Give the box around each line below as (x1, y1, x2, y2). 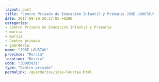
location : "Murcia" (5, 56, 45, 61)
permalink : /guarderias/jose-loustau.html (5, 70, 92, 75)
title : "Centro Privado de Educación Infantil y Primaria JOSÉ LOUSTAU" (5, 12, 155, 16)
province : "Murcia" (5, 52, 45, 57)
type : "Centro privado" (5, 66, 53, 70)
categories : (5, 20, 29, 26)
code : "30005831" (5, 61, 40, 66)
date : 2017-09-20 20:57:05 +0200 (5, 16, 73, 21)
